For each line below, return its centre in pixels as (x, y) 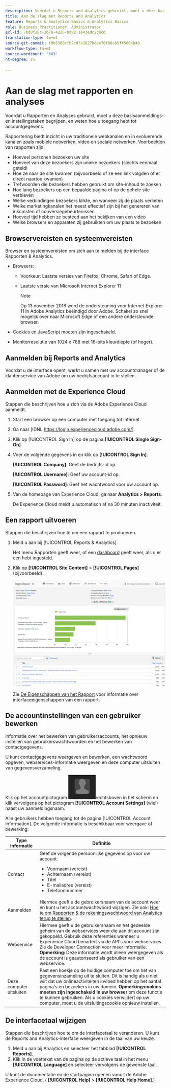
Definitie (102, 843)
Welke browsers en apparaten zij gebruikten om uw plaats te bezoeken (87, 222)
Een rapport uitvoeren (41, 520)
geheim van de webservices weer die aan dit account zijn (99, 931)
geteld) (20, 168)
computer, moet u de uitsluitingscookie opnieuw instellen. (100, 1003)
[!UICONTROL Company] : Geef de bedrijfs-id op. (64, 464)
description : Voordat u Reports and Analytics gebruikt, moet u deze (81, 11)
